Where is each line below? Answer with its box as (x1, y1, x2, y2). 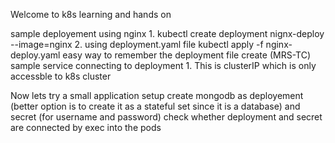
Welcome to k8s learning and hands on (10, 9, 172, 20)
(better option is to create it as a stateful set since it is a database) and (10, 100, 301, 112)
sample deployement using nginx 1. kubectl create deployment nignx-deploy (10, 28, 325, 39)
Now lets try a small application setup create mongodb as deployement (10, 90, 304, 101)
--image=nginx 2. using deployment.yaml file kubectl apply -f (10, 39, 264, 50)
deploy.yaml (10, 49, 61, 61)
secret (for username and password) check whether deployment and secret (10, 111, 323, 123)
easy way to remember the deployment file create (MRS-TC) (62, 49, 312, 61)
